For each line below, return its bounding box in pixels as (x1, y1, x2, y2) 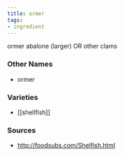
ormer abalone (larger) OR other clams (7, 42, 118, 51)
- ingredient (7, 23, 45, 30)
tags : (7, 17, 23, 24)
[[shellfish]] (17, 108, 51, 116)
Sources (7, 125, 36, 135)
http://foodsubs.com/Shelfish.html (17, 141, 116, 150)
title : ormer (7, 10, 45, 17)
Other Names (7, 60, 53, 69)
